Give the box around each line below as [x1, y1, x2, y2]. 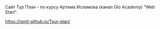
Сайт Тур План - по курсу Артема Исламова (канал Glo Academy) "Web [5, 4, 155, 10]
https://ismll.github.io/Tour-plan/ [5, 19, 70, 24]
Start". [5, 9, 18, 15]
